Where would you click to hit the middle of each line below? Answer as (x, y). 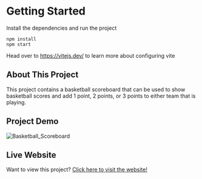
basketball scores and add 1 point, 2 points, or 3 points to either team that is (101, 96)
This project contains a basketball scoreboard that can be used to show (96, 89)
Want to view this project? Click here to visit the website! (77, 170)
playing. (16, 102)
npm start (19, 44)
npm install (21, 39)
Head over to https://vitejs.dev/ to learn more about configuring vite (91, 55)
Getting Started (46, 11)
